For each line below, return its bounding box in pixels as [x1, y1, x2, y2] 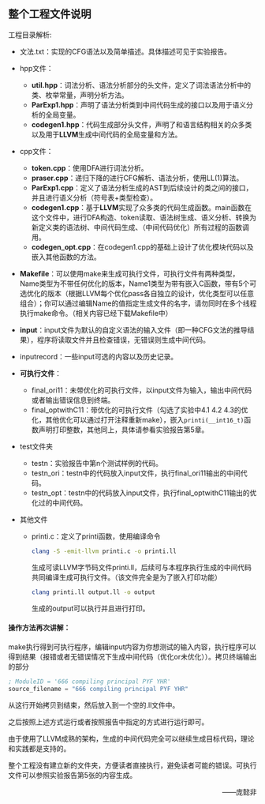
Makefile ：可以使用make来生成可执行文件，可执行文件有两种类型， [19, 269, 240, 278]
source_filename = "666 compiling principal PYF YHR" [8, 685, 189, 693]
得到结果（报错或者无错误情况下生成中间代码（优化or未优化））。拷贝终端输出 [8, 652, 257, 661]
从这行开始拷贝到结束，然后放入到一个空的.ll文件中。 [8, 700, 180, 709]
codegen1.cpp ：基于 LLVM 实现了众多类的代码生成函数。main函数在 [31, 202, 252, 212]
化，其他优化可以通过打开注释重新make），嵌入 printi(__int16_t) [31, 415, 244, 424]
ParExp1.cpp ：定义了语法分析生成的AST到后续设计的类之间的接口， [31, 182, 253, 192]
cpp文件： [19, 146, 54, 156]
